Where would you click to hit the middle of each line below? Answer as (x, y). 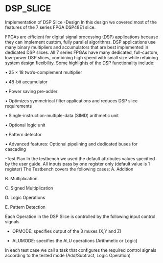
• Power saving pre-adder (31, 91)
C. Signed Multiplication (29, 188)
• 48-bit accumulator (26, 82)
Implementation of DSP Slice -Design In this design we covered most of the (81, 22)
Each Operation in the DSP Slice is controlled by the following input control (80, 216)
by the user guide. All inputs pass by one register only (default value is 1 (78, 164)
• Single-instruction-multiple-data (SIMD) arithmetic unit (62, 115)
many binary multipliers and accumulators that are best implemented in (77, 47)
